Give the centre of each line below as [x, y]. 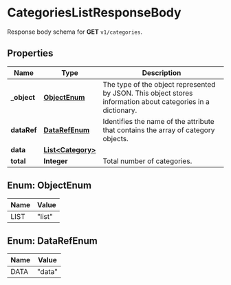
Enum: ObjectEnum [49, 186]
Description [162, 72]
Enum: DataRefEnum [52, 241]
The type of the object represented [159, 84]
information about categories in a [156, 101]
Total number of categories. [147, 161]
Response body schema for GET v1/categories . [75, 32]
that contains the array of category [159, 130]
